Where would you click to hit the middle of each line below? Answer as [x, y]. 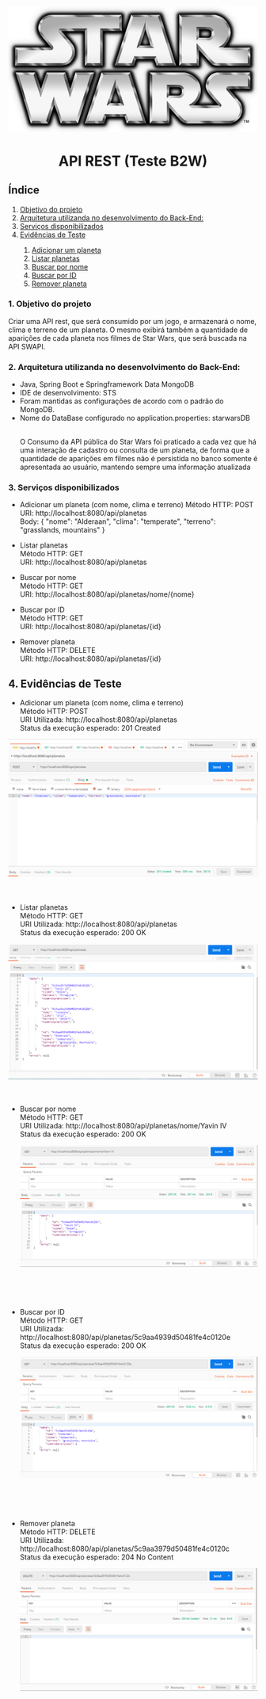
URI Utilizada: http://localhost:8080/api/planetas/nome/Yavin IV [123, 1125]
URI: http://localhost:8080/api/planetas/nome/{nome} [107, 594]
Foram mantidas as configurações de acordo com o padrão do [122, 401]
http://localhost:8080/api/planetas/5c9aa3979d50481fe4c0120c [125, 1548]
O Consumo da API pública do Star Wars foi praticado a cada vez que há [138, 442]
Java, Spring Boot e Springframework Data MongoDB [107, 384]
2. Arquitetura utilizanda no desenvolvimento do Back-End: [124, 367]
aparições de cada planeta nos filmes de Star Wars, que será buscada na [127, 338]
